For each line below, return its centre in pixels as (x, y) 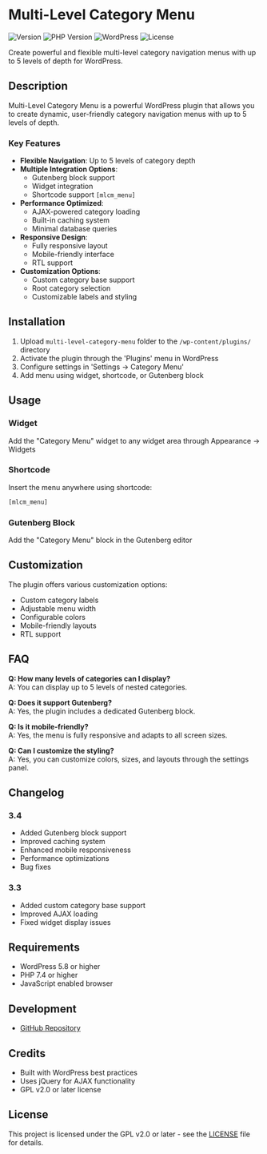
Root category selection (71, 288)
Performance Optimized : (62, 203)
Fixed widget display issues (65, 922)
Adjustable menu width (58, 608)
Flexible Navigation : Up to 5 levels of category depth (108, 161)
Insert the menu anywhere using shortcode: (80, 487)
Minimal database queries (74, 229)
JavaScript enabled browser (66, 983)
